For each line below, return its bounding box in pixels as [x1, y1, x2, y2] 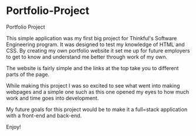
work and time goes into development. [6, 95, 99, 102]
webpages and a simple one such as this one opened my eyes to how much [6, 88, 190, 95]
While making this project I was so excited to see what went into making [6, 82, 180, 89]
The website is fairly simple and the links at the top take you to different [6, 64, 179, 71]
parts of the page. [6, 71, 50, 78]
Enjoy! [6, 123, 22, 130]
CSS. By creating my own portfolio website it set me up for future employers [6, 47, 190, 54]
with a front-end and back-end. [6, 112, 82, 119]
